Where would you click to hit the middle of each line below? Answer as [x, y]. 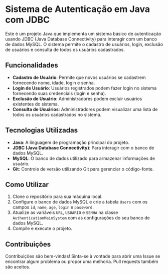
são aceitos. [18, 267]
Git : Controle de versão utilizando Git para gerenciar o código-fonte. [83, 169]
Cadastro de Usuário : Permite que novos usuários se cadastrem [79, 77]
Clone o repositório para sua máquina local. [57, 196]
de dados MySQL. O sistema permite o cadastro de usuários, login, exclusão [84, 44]
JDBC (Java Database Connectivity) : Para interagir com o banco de [83, 147]
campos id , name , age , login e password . [53, 207]
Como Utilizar [27, 184]
